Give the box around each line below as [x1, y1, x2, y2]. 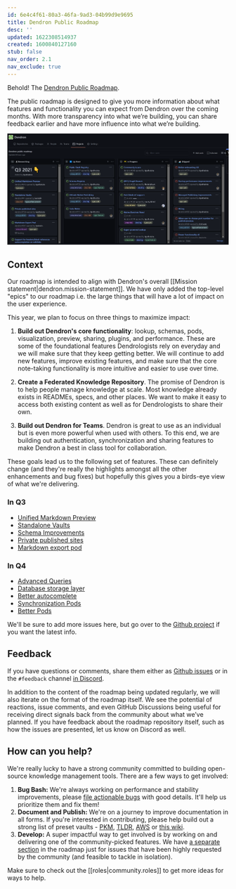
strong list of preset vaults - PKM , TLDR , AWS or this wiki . [17, 822, 185, 831]
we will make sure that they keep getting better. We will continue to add [17, 349, 225, 358]
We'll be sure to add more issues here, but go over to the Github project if [7, 620, 220, 628]
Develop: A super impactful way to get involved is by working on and [17, 830, 218, 838]
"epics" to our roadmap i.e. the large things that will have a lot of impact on [7, 292, 224, 301]
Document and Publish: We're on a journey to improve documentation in [17, 807, 228, 816]
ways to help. [7, 874, 46, 882]
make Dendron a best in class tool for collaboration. [17, 443, 167, 453]
